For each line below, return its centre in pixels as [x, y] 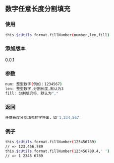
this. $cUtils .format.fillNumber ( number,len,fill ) [57, 35]
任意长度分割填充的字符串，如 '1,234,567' [43, 118]
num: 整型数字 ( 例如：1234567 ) [34, 84]
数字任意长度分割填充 [38, 9]
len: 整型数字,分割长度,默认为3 [34, 89]
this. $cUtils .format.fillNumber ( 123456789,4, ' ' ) [57, 151]
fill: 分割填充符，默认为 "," [32, 93]
